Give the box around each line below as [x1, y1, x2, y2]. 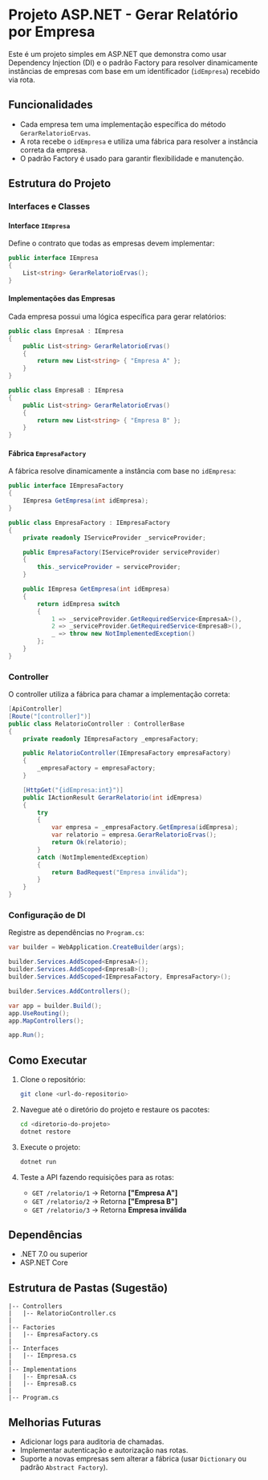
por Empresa [8, 22, 95, 41]
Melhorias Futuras [8, 1415, 102, 1429]
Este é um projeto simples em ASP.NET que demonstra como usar [8, 49, 227, 59]
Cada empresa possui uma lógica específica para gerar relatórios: [8, 311, 227, 321]
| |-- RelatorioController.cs [8, 1310, 116, 1318]
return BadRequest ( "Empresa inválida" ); [51, 868, 189, 876]
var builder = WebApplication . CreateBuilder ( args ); [8, 943, 185, 952]
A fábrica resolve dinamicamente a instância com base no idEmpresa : [8, 466, 237, 476]
